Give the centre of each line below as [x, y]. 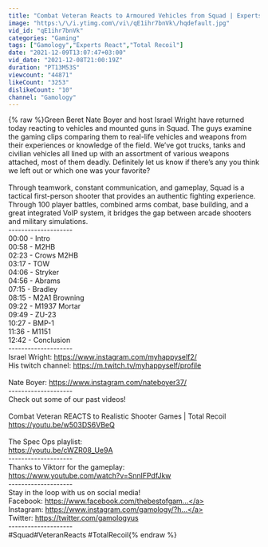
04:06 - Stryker [34, 273]
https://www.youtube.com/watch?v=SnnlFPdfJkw [90, 476]
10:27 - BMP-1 [31, 323]
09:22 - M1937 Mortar [45, 306]
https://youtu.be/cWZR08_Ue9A [61, 451]
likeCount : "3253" [39, 82]
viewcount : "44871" [41, 75]
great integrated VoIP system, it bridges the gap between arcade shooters [130, 213]
